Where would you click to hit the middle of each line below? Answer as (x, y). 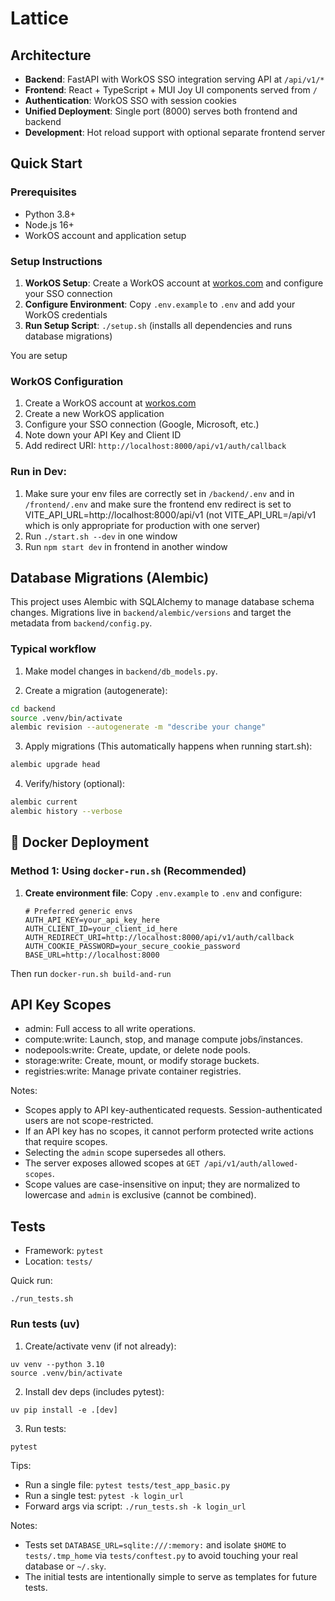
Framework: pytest (64, 1251)
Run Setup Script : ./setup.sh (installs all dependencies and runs (158, 325)
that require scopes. (66, 1142)
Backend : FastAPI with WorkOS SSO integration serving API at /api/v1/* (174, 79)
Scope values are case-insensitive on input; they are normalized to (162, 1184)
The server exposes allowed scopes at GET (112, 1163)
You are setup (39, 355)
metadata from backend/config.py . (81, 623)
